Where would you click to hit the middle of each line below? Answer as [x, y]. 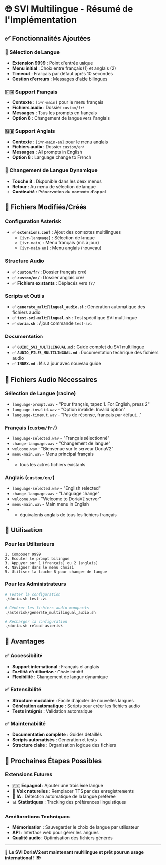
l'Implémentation [41, 20]
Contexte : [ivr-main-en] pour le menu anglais [60, 142]
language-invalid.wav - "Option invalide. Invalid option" [69, 410]
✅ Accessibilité [24, 656]
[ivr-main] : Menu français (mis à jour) [60, 243]
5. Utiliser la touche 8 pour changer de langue [56, 572]
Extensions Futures [29, 774]
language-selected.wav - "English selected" [57, 488]
